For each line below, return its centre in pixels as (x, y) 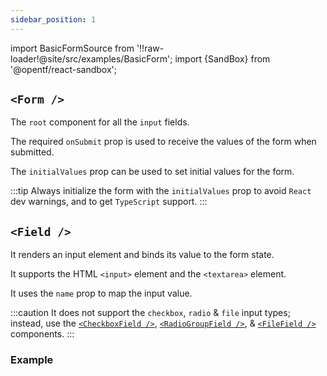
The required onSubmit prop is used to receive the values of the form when (163, 142)
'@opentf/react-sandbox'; (63, 69)
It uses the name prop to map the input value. (101, 293)
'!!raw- (150, 48)
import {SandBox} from (222, 58)
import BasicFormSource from (72, 48)
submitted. (32, 152)
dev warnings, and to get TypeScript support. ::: (109, 202)
